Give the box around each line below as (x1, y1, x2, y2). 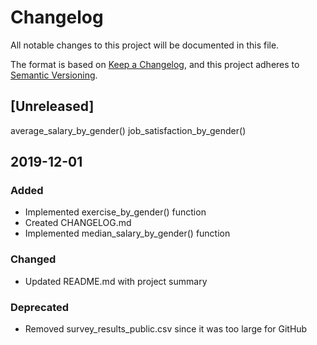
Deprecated (10, 300, 70, 314)
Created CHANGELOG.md (24, 217, 132, 229)
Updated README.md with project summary (24, 275, 208, 287)
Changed (10, 252, 57, 266)
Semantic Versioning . (10, 69, 98, 81)
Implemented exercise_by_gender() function (24, 206, 207, 218)
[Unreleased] (10, 98, 95, 115)
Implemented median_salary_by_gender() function (24, 227, 231, 240)
